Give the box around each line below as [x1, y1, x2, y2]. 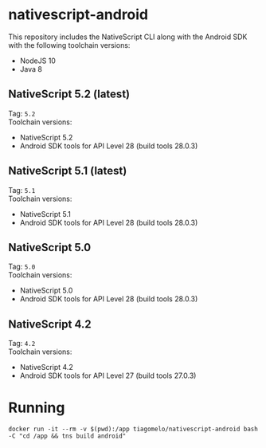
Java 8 [19, 64, 42, 73]
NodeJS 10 [19, 56, 56, 65]
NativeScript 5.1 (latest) [8, 164, 127, 178]
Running [8, 399, 65, 417]
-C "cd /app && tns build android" [8, 432, 127, 440]
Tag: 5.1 [8, 185, 36, 195]
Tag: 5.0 [8, 261, 36, 272]
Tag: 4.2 [8, 339, 36, 348]
